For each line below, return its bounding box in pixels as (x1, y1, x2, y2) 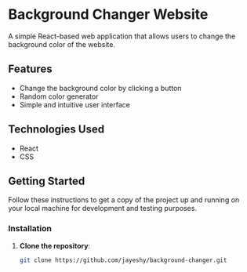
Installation (8, 223, 53, 234)
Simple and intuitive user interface (19, 100, 131, 109)
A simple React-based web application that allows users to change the (8, 31, 236, 41)
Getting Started (8, 174, 85, 187)
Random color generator (19, 92, 99, 101)
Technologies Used (8, 123, 104, 136)
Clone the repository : (19, 241, 91, 250)
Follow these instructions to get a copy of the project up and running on (8, 195, 240, 205)
